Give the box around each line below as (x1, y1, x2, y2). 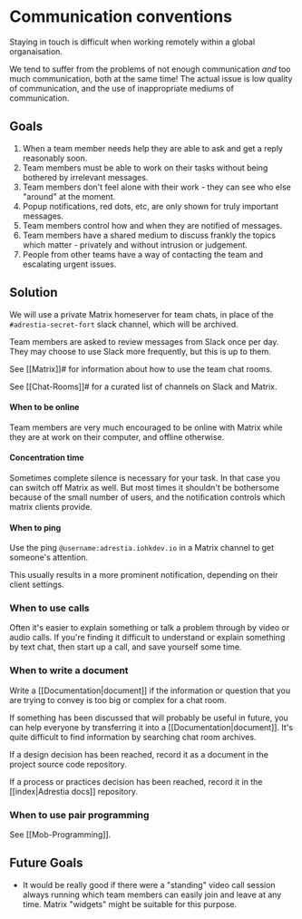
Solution (9, 285, 58, 300)
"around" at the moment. (22, 191, 116, 201)
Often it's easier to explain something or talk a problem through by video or (9, 622, 290, 633)
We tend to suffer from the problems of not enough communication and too (9, 64, 291, 74)
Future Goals (9, 855, 83, 871)
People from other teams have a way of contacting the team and (22, 249, 264, 259)
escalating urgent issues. (22, 259, 117, 269)
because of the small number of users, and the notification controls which (9, 492, 286, 503)
